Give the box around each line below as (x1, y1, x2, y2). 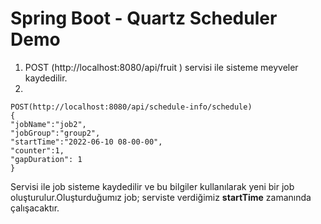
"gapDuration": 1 (10, 154, 83, 164)
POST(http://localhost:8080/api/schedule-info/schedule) (10, 102, 253, 112)
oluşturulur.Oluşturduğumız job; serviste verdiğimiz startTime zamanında (10, 191, 312, 203)
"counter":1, (10, 145, 65, 156)
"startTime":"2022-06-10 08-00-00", (10, 137, 163, 147)
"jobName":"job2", (10, 119, 87, 129)
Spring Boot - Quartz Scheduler (10, 7, 278, 30)
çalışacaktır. (10, 202, 60, 214)
